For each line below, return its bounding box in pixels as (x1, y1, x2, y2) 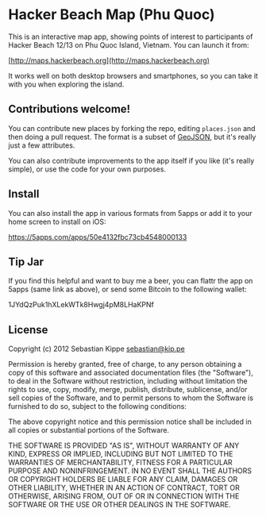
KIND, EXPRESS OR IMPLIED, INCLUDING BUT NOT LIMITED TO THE (8, 449, 233, 459)
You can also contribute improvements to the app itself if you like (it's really (8, 156, 255, 165)
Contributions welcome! (8, 102, 131, 116)
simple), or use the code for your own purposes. (8, 164, 167, 174)
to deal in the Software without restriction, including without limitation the (8, 376, 248, 386)
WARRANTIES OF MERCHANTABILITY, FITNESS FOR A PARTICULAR (8, 458, 233, 468)
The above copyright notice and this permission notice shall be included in (8, 417, 252, 426)
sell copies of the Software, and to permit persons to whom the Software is (8, 393, 254, 402)
